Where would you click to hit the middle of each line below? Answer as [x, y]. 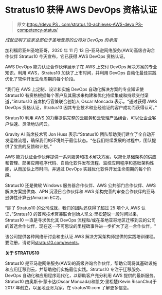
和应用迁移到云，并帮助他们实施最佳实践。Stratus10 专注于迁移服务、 [75, 269]
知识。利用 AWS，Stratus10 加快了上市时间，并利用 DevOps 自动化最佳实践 [81, 73]
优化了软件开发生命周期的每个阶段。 [41, 79]
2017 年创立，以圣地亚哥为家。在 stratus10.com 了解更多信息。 [68, 287]
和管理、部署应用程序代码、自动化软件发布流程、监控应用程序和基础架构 [77, 163]
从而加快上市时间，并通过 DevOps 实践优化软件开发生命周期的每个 [80, 169]
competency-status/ [37, 30]
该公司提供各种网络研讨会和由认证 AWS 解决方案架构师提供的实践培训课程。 [81, 236]
